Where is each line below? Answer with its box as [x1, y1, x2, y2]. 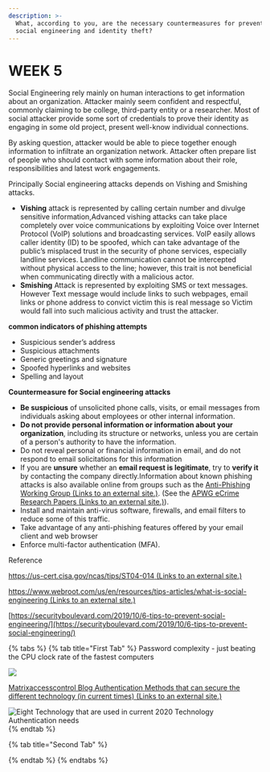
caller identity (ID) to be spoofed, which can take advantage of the [19, 238, 240, 247]
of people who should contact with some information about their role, [8, 155, 238, 165]
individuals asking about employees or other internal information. [19, 412, 235, 421]
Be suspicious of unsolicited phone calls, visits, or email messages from [19, 403, 260, 413]
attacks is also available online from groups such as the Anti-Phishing [19, 480, 251, 490]
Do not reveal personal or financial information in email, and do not [19, 446, 241, 455]
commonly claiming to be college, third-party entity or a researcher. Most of [8, 106, 260, 115]
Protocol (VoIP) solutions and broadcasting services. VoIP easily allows [19, 229, 256, 239]
